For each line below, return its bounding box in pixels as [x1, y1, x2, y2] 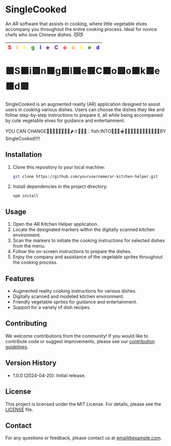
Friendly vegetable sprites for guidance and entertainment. [12, 299, 138, 305]
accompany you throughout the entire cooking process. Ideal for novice [5, 26, 157, 32]
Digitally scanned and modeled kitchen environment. [12, 293, 124, 299]
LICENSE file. [5, 406, 33, 413]
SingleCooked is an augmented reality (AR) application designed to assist [5, 101, 161, 107]
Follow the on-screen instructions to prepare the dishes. [12, 248, 132, 255]
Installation [5, 150, 42, 159]
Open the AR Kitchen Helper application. [12, 221, 99, 227]
